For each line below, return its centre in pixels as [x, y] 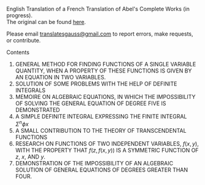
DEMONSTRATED [37, 110]
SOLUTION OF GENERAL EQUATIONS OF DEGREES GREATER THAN [102, 170]
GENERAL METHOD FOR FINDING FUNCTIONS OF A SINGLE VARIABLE [106, 64]
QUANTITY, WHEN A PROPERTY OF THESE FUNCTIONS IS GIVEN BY [103, 71]
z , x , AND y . [30, 157]
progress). [19, 15]
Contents [18, 52]
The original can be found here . [46, 22]
